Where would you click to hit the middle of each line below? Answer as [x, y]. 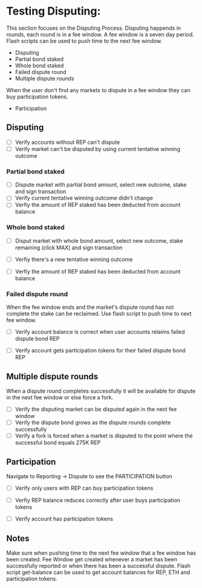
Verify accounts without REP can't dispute [67, 142]
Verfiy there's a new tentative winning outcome [74, 259]
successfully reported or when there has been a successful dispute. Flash [99, 566]
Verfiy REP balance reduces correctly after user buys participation [97, 500]
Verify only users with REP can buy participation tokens [84, 488]
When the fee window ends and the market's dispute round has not [90, 307]
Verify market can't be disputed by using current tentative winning [97, 149]
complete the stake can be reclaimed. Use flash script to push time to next [99, 314]
